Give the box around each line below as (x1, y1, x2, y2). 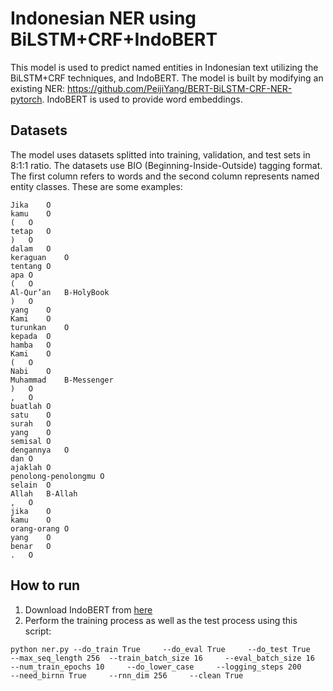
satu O (10, 410, 52, 420)
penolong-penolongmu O (10, 471, 105, 481)
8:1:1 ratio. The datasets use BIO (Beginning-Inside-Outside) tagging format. (10, 159, 323, 171)
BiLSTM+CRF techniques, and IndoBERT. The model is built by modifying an (10, 72, 324, 84)
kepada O (10, 331, 52, 341)
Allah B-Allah (10, 488, 78, 499)
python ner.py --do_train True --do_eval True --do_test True (10, 644, 311, 654)
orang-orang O (10, 523, 70, 534)
